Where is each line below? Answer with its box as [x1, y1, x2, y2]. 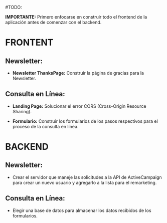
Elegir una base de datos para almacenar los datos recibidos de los [12, 207, 151, 213]
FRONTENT [5, 37, 54, 48]
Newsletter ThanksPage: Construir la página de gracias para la [12, 70, 144, 76]
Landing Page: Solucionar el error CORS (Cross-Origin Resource [12, 103, 146, 109]
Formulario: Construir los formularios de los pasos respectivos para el [12, 118, 158, 124]
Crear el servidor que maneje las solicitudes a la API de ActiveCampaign [12, 174, 162, 180]
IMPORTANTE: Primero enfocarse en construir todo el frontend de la [5, 14, 147, 20]
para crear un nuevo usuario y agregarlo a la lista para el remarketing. [12, 179, 157, 185]
